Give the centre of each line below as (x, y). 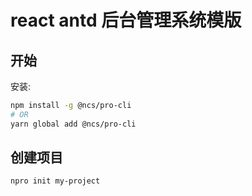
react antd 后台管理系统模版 (126, 20)
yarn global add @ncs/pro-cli (73, 124)
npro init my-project (55, 181)
